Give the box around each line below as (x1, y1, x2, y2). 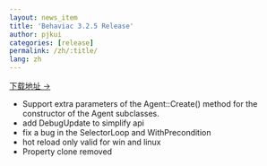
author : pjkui (9, 30, 63, 39)
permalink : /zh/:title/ (9, 47, 99, 56)
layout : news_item (9, 13, 78, 22)
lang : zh (9, 55, 42, 64)
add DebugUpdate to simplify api (22, 118, 145, 128)
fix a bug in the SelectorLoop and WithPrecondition (22, 127, 212, 137)
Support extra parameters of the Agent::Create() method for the (22, 99, 258, 109)
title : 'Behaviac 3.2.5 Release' (9, 22, 134, 31)
